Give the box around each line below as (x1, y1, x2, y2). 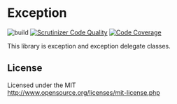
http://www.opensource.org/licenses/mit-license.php (7, 88, 161, 96)
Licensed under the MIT (7, 81, 76, 89)
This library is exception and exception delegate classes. (7, 41, 171, 50)
